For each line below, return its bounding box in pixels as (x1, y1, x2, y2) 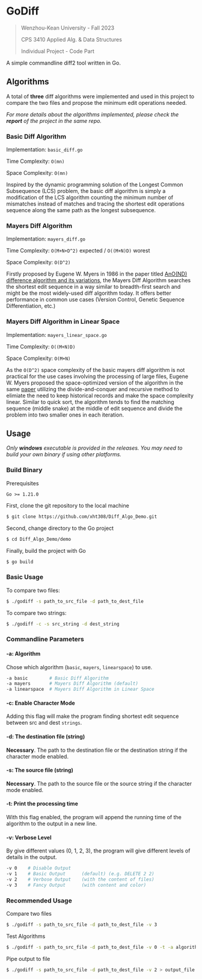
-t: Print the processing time (6, 800, 78, 807)
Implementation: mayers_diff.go (6, 235, 86, 242)
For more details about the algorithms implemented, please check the (6, 110, 179, 118)
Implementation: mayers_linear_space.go (6, 331, 107, 338)
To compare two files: (6, 587, 60, 594)
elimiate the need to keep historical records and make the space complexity (6, 392, 194, 399)
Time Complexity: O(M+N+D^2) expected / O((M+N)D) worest (6, 247, 150, 254)
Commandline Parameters (6, 635, 84, 643)
